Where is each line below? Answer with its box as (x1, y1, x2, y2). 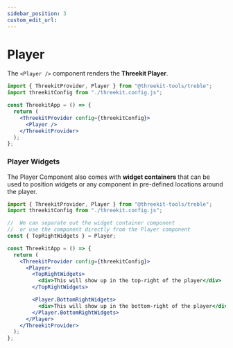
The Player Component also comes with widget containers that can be (7, 173, 210, 181)
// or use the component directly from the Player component (7, 226, 191, 233)
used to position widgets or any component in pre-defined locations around (7, 180, 223, 188)
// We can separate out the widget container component (7, 220, 175, 227)
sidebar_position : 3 (7, 10, 67, 17)
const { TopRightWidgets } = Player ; (7, 233, 116, 240)
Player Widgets (7, 157, 60, 166)
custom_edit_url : (7, 17, 58, 24)
